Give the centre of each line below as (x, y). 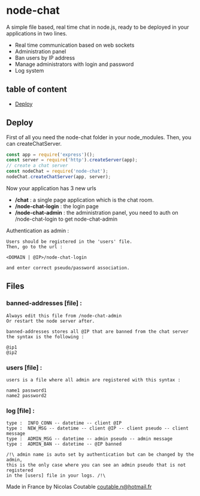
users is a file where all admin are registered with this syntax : (93, 380)
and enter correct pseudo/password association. (68, 267)
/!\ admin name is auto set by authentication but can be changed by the (100, 455)
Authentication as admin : (38, 230)
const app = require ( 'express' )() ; (51, 154)
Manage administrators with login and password (74, 64)
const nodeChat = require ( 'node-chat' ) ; (57, 172)
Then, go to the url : (34, 247)
